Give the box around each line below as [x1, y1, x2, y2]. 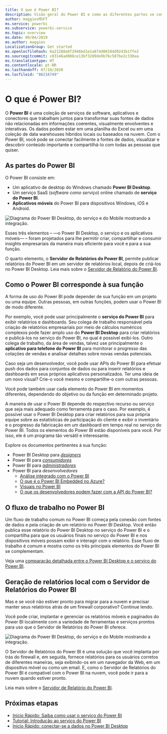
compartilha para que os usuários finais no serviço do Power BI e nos [5, 532, 148, 538]
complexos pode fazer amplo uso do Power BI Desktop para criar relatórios [5, 329, 160, 336]
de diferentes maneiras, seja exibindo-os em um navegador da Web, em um [5, 659, 161, 665]
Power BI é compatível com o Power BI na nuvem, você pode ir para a [5, 670, 148, 676]
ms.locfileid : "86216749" [5, 72, 59, 77]
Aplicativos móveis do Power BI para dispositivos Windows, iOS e [12, 200, 149, 206]
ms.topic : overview [5, 30, 46, 35]
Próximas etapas [5, 699, 58, 708]
